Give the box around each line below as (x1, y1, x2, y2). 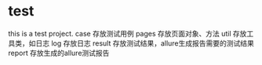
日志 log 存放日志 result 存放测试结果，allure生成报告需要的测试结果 (35, 38, 255, 48)
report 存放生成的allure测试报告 (8, 48, 110, 57)
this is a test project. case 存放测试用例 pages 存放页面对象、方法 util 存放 (8, 29, 247, 38)
